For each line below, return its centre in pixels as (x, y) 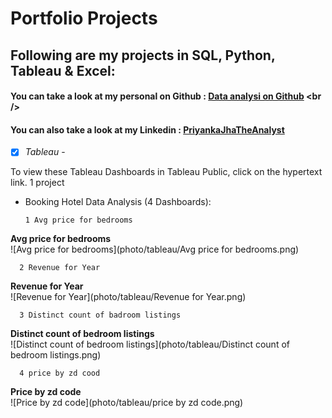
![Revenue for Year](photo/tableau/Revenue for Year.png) (128, 297)
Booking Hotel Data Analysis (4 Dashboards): (118, 202)
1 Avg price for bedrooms (78, 220)
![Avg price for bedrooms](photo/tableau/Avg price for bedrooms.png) (155, 249)
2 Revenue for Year (60, 268)
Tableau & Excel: (63, 70)
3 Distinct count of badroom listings (100, 315)
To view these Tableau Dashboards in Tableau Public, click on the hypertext (166, 172)
